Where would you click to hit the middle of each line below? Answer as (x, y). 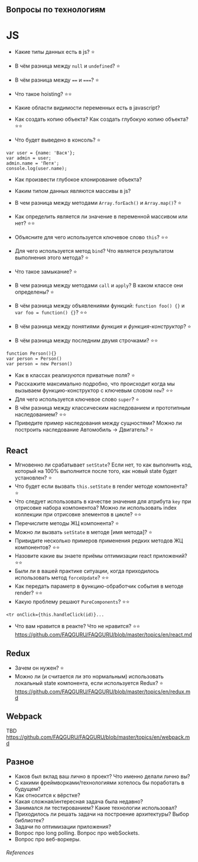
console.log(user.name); (37, 169)
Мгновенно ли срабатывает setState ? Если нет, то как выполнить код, (103, 465)
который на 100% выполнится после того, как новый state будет (96, 471)
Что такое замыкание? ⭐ (46, 272)
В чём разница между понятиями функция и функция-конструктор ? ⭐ (103, 327)
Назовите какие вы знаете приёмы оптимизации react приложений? (101, 556)
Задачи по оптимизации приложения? (63, 826)
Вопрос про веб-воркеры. (48, 839)
